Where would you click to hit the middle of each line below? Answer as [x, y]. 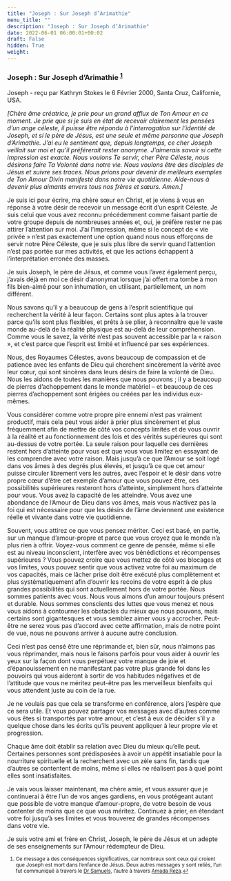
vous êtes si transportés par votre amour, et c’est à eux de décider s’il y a [111, 718]
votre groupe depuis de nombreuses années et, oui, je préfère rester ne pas [115, 222]
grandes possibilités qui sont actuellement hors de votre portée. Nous [106, 589]
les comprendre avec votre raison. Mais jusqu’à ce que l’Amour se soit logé [113, 458]
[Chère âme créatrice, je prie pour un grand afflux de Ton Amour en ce [108, 113]
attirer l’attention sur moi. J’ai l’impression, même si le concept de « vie [108, 229]
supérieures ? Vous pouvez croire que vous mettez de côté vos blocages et [114, 560]
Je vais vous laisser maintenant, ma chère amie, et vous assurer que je [108, 789]
